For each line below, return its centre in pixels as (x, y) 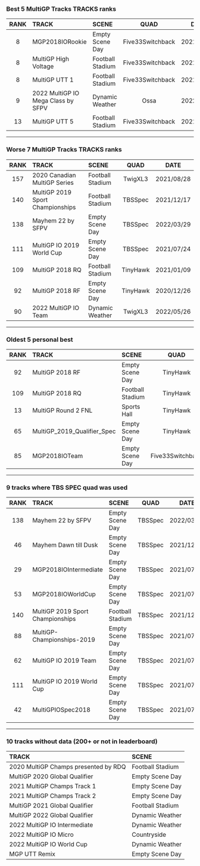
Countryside (149, 835)
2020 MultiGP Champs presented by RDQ (68, 767)
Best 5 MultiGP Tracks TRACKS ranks (61, 9)
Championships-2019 (64, 640)
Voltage (43, 66)
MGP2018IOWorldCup (64, 594)
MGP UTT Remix (32, 854)
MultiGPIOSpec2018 (62, 710)
